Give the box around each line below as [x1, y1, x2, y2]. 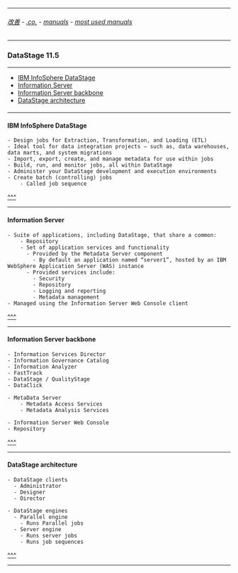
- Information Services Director [7, 350, 106, 358]
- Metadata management [33, 294, 100, 301]
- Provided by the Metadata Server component [25, 250, 163, 257]
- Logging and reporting [33, 287, 106, 294]
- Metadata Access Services [20, 400, 103, 408]
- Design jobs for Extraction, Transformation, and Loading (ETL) [7, 137, 208, 144]
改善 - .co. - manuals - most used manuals [7, 17, 132, 26]
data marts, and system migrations [7, 150, 113, 157]
